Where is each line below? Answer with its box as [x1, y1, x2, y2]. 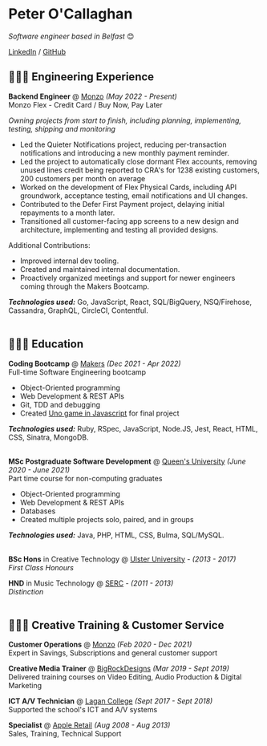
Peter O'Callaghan [8, 5, 133, 23]
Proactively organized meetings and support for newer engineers [19, 273, 236, 282]
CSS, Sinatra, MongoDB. [8, 432, 89, 442]
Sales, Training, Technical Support [8, 729, 122, 739]
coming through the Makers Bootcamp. [19, 282, 150, 291]
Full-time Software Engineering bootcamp [8, 367, 147, 377]
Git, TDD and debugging [19, 399, 101, 409]
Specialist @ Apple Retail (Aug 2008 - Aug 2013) [8, 720, 171, 730]
